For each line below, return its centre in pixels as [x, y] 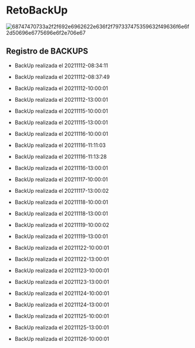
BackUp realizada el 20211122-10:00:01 [62, 247]
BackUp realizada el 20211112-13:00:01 [61, 99]
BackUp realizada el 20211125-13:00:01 [62, 327]
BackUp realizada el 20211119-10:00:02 [62, 225]
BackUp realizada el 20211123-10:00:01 [62, 270]
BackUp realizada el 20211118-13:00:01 [61, 213]
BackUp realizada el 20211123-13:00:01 [62, 282]
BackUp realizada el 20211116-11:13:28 [60, 156]
